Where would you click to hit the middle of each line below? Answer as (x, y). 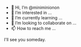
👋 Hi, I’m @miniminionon (35, 8)
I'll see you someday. (25, 39)
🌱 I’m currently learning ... (37, 18)
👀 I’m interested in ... (31, 13)
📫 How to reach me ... (33, 28)
